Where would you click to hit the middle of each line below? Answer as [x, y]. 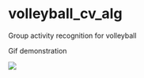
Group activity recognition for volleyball [72, 35]
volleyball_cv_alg [65, 14]
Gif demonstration [38, 50]
